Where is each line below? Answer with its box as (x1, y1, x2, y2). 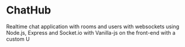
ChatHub (6, 4, 52, 17)
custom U (6, 35, 30, 42)
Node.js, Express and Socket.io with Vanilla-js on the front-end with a (6, 29, 176, 36)
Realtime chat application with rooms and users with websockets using (6, 23, 180, 30)
